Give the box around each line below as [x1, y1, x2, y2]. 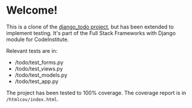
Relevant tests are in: [6, 47, 58, 54]
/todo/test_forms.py [14, 59, 64, 66]
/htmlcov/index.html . [6, 96, 59, 103]
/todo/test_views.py [14, 65, 63, 72]
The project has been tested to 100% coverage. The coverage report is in [6, 89, 187, 96]
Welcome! [6, 4, 58, 17]
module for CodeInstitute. [6, 36, 69, 43]
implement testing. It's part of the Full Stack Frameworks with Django [6, 29, 176, 36]
